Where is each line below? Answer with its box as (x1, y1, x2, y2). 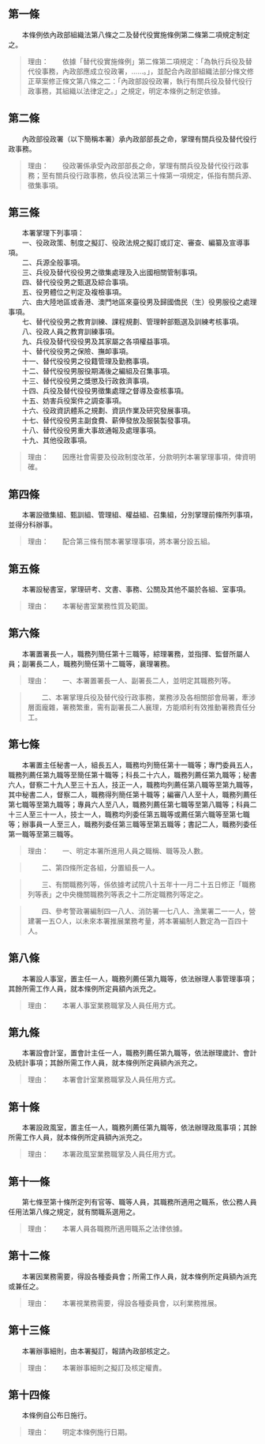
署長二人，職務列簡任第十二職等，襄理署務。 (28, 659, 174, 668)
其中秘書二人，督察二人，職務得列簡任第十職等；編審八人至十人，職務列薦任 (8, 789, 257, 799)
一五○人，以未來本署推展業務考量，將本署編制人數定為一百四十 (41, 916, 248, 926)
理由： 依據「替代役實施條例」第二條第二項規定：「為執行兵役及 (27, 56, 246, 66)
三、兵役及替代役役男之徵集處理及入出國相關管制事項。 (21, 268, 202, 277)
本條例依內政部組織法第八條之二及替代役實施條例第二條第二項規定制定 (21, 30, 250, 39)
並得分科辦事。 (8, 520, 57, 529)
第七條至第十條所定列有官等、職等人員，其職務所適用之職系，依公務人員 (21, 1197, 257, 1206)
